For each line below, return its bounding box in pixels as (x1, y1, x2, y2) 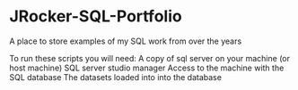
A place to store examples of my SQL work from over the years (9, 36, 242, 46)
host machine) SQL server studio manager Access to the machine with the (9, 62, 285, 73)
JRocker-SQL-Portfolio (9, 6, 182, 27)
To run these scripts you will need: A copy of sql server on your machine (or (9, 53, 290, 63)
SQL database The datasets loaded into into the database (9, 71, 223, 82)
